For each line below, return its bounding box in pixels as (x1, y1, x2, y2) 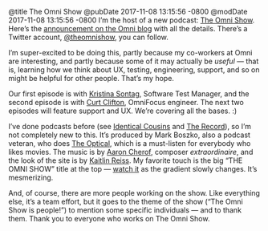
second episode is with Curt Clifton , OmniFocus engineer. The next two (8, 98, 245, 107)
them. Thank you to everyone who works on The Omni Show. (8, 214, 210, 223)
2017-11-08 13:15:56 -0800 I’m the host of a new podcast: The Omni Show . (8, 15, 255, 25)
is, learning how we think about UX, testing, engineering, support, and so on (8, 65, 260, 75)
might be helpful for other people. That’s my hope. (8, 74, 175, 83)
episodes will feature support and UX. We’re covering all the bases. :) (8, 106, 238, 115)
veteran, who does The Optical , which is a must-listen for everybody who (8, 139, 251, 148)
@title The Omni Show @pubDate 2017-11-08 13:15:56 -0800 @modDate (8, 7, 248, 16)
